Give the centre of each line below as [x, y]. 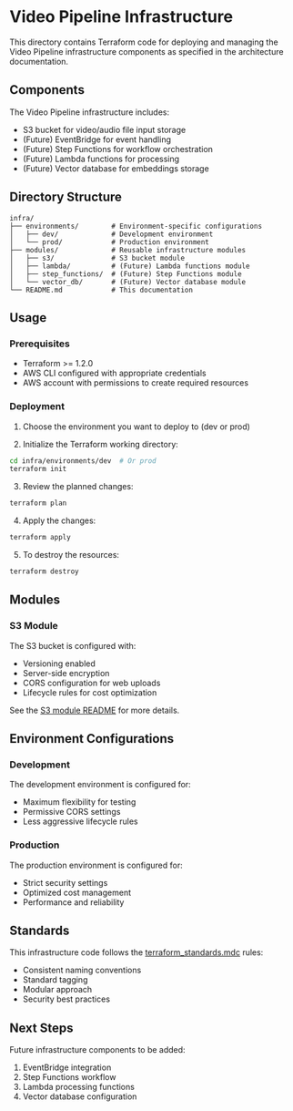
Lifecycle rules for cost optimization [90, 692]
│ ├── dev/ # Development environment [111, 234]
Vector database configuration [80, 1096]
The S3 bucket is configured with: [73, 645]
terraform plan [38, 503]
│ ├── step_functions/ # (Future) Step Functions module [126, 274]
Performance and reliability [73, 902]
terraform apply [40, 538]
